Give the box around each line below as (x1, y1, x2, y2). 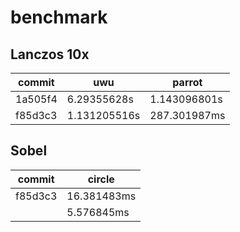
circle (87, 172, 115, 186)
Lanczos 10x (10, 46, 90, 63)
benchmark (10, 6, 108, 29)
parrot (172, 76, 203, 89)
